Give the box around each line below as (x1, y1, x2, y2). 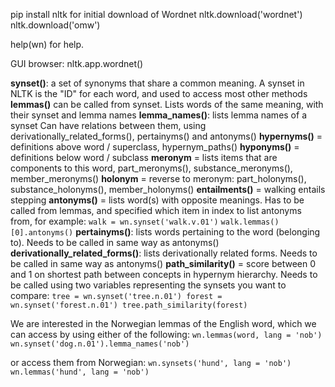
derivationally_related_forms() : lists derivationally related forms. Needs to (10, 247, 318, 259)
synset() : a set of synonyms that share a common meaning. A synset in (10, 77, 305, 89)
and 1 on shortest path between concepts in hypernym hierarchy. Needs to (10, 269, 318, 280)
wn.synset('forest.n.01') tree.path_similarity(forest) (10, 300, 248, 310)
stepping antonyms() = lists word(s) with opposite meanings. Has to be (10, 194, 305, 206)
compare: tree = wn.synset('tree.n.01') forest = (10, 290, 223, 301)
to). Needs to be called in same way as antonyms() (10, 237, 220, 248)
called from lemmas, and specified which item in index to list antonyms (10, 205, 302, 216)
